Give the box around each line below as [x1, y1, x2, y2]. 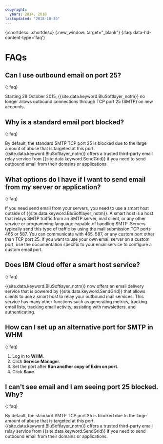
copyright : [5, 7, 27, 12]
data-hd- [133, 30, 152, 36]
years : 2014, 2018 [9, 12, 47, 17]
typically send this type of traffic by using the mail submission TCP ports [5, 226, 151, 232]
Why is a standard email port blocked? [5, 118, 124, 126]
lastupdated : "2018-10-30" [5, 16, 60, 21]
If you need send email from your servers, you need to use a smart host [5, 205, 149, 211]
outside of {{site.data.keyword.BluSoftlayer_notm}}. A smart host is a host [5, 211, 154, 216]
